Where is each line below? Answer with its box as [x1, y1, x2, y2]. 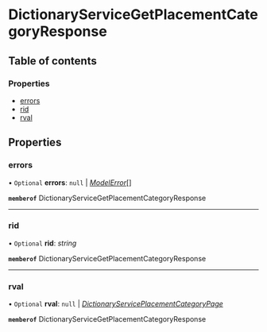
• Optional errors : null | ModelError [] [8, 177, 132, 187]
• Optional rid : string [8, 238, 77, 248]
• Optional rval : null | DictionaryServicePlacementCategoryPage [8, 299, 224, 309]
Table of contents [8, 54, 97, 68]
